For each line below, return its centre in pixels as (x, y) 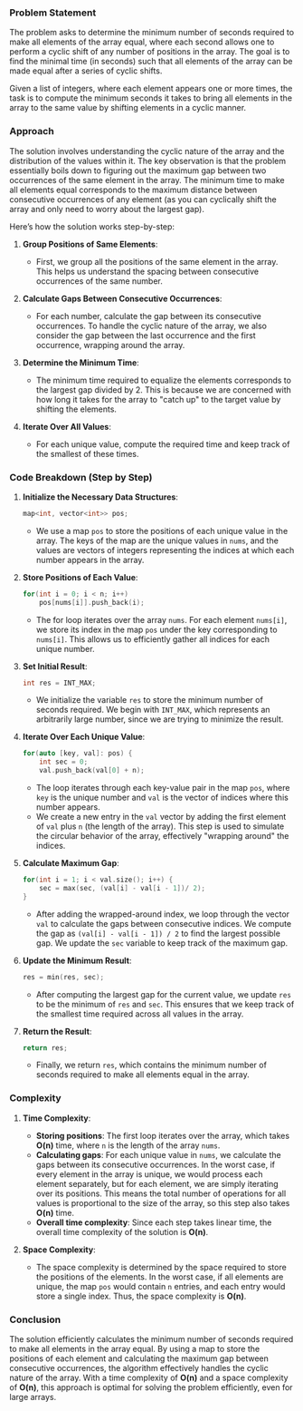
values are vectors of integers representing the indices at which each (165, 550)
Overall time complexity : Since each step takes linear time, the (154, 1222)
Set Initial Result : (55, 666)
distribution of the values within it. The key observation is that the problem (148, 161)
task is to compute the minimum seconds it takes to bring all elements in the (151, 98)
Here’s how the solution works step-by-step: (92, 226)
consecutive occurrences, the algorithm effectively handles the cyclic (139, 1367)
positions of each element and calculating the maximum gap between (139, 1358)
